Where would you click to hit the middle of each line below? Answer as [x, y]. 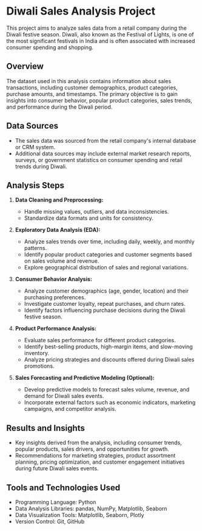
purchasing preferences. [55, 297]
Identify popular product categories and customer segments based [108, 255]
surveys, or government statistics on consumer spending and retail [99, 160]
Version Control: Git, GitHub [50, 521]
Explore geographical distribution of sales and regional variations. [106, 268]
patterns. [35, 248]
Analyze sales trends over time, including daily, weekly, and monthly [109, 242]
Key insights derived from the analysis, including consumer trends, [98, 443]
